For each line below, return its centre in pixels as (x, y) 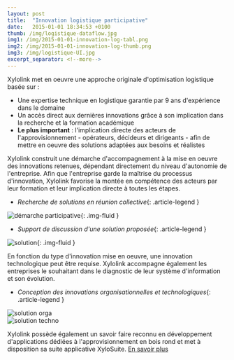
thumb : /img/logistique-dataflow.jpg (62, 33)
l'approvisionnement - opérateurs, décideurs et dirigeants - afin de (114, 137)
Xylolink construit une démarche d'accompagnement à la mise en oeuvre (112, 158)
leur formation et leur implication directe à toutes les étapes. (94, 188)
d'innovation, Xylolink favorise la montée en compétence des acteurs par (112, 181)
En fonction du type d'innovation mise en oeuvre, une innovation (100, 256)
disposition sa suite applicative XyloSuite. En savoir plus (88, 349)
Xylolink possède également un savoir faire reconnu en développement (110, 334)
